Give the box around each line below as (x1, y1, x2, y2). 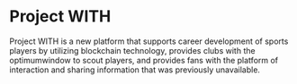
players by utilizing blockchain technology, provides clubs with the (9, 45, 256, 55)
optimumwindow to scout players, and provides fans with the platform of (9, 55, 279, 65)
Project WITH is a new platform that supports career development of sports (9, 36, 289, 46)
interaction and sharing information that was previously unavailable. (9, 64, 261, 75)
